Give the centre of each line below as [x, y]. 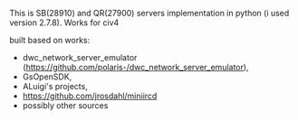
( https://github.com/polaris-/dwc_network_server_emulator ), [135, 67]
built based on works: [50, 40]
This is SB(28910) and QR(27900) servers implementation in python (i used [149, 13]
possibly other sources [65, 106]
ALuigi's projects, [55, 86]
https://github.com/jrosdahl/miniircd [90, 96]
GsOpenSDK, [47, 77]
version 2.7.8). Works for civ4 [64, 23]
